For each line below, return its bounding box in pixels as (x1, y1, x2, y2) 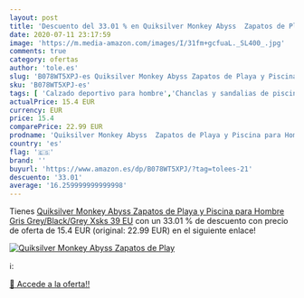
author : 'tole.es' (9, 64, 79, 73)
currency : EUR (9, 106, 63, 115)
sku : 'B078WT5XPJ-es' (9, 80, 91, 89)
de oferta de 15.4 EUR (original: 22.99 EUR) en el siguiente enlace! (9, 225, 256, 236)
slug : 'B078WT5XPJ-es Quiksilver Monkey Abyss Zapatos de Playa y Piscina (9, 72, 298, 81)
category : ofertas (9, 55, 79, 64)
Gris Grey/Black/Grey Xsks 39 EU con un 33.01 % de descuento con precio (9, 216, 289, 227)
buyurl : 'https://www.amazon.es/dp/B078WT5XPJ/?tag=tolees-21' (9, 164, 253, 173)
